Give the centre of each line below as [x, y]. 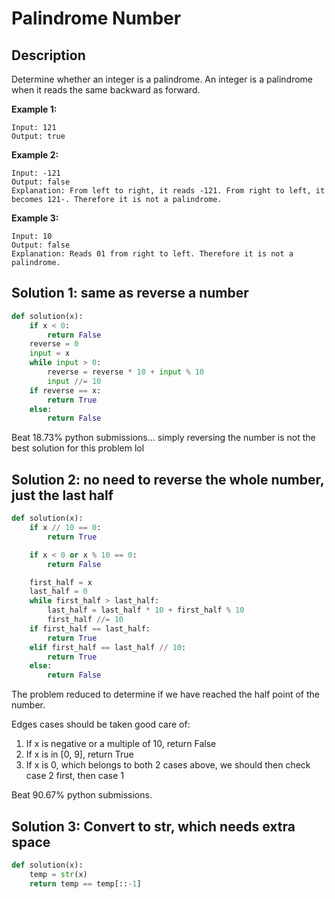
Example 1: [34, 109]
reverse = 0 [54, 344]
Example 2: [35, 155]
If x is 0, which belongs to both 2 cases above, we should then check [168, 765]
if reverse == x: [65, 390]
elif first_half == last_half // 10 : [108, 647]
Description [48, 55]
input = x [50, 353]
